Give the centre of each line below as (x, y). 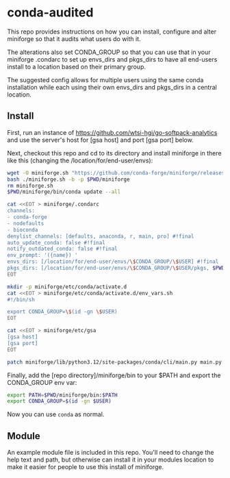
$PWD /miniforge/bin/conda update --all (64, 192)
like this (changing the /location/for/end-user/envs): (80, 160)
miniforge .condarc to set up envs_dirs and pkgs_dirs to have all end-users (112, 59)
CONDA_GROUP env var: (42, 382)
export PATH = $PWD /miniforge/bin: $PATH (62, 395)
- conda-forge (27, 217)
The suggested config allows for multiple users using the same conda (105, 79)
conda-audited (50, 13)
